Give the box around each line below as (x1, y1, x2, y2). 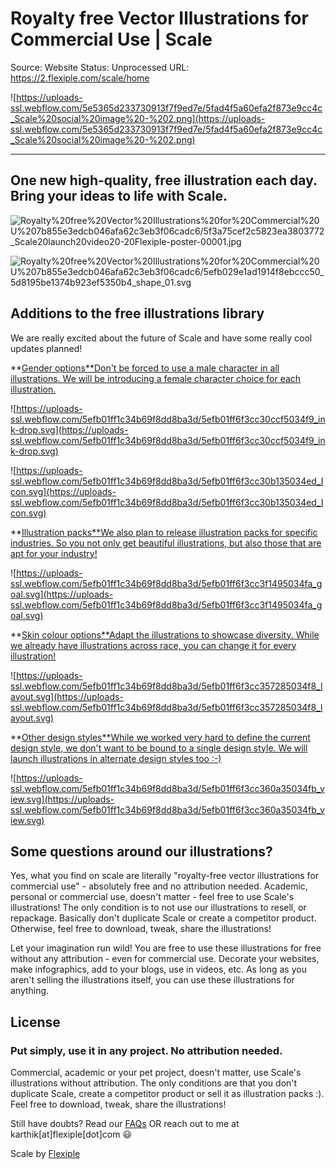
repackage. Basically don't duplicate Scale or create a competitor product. (10, 912, 317, 924)
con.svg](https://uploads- (10, 485, 117, 497)
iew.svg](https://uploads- (10, 793, 115, 805)
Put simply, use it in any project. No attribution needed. (10, 1043, 283, 1057)
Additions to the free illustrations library (10, 305, 265, 322)
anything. (10, 985, 50, 997)
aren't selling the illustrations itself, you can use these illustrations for (10, 974, 295, 986)
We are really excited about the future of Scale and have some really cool (10, 332, 313, 344)
